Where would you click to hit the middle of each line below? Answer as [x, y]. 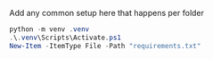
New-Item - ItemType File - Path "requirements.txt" [105, 46]
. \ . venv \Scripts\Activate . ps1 [66, 38]
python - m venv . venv [49, 29]
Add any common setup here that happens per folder [107, 13]
